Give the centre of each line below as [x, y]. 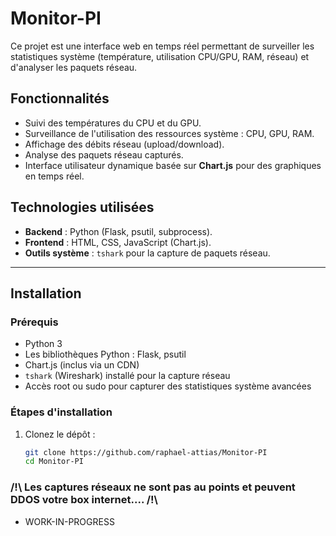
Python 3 [43, 344]
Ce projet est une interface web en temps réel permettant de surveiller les [162, 46]
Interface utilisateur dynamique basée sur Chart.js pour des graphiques [173, 165]
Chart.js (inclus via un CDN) [82, 365]
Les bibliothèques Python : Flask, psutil [105, 354]
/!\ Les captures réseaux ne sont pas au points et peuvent [153, 487]
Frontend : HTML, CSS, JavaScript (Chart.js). [118, 242]
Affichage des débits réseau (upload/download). [124, 144]
